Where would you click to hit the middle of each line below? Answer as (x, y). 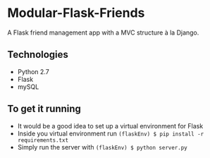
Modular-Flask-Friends (76, 13)
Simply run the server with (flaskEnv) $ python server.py (103, 147)
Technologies (38, 55)
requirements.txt (43, 140)
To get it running (44, 109)
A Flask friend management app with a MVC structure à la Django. (103, 32)
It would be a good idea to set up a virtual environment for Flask (110, 126)
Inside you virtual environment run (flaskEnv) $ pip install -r (111, 133)
